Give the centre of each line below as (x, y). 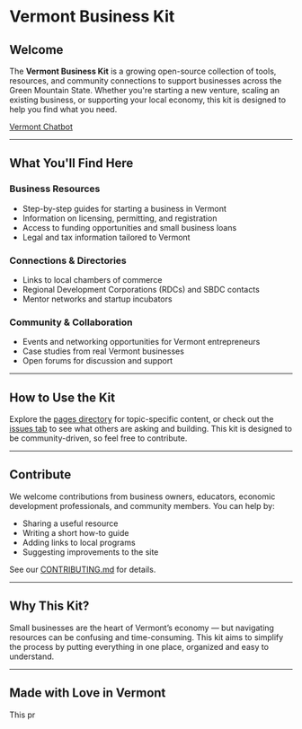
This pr (22, 715)
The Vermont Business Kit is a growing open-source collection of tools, (143, 71)
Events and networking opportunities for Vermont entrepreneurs (141, 342)
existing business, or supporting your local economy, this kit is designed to (147, 100)
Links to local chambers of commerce (92, 279)
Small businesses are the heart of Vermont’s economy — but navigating (142, 628)
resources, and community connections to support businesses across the (146, 81)
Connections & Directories (68, 260)
